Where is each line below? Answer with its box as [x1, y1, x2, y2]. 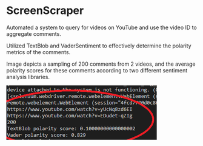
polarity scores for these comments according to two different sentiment [6, 66, 188, 74]
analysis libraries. [6, 73, 50, 80]
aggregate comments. [6, 30, 62, 37]
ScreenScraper [6, 4, 84, 18]
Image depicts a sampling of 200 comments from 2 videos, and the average [6, 60, 196, 68]
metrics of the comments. [6, 48, 71, 55]
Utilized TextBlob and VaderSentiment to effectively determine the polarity [6, 42, 192, 49]
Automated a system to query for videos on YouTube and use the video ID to [6, 24, 197, 31]
